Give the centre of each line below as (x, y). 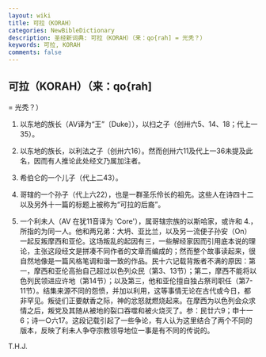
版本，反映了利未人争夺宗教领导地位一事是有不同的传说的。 (117, 330)
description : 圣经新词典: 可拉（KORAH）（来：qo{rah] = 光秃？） (107, 38)
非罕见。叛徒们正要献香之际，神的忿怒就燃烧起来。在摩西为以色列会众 (134, 300)
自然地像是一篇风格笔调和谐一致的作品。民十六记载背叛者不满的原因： (134, 261)
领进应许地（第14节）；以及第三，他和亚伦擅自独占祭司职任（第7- (147, 280)
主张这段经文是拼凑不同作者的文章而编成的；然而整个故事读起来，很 (144, 251)
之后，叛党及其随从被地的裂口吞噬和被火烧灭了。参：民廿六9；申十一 (140, 310)
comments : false (35, 52)
